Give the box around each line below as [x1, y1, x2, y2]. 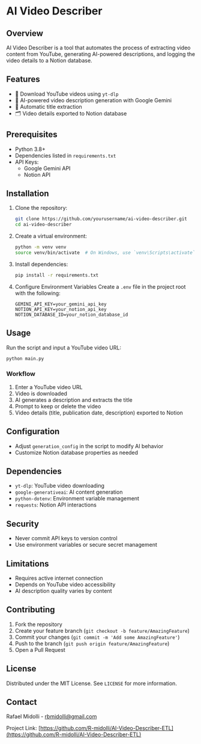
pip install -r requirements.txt [14, 272, 99, 278]
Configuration [6, 426, 60, 437]
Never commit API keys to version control [14, 535, 118, 542]
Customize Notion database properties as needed [14, 449, 139, 456]
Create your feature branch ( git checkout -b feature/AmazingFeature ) [14, 627, 190, 634]
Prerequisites [6, 129, 58, 140]
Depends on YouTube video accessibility [14, 581, 116, 588]
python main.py [6, 355, 44, 361]
